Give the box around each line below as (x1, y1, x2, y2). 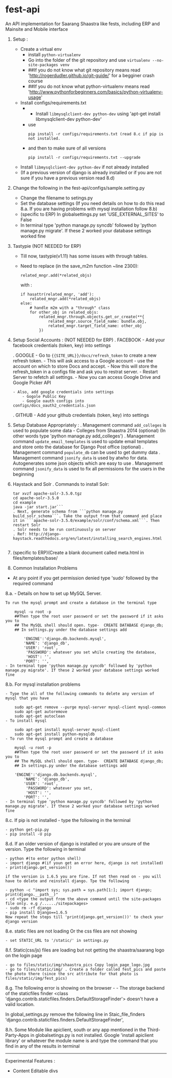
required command (12, 580, 53, 587)
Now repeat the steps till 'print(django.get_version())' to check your (5, 914, 164, 920)
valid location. (5, 1001, 35, 1007)
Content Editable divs (12, 1068, 58, 1074)
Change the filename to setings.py (20, 194, 93, 201)
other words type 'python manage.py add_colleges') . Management (12, 433, 155, 439)
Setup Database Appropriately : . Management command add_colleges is (12, 422, 166, 428)
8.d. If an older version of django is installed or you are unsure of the (5, 841, 150, 847)
